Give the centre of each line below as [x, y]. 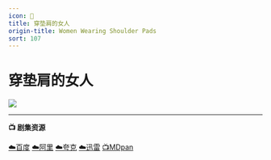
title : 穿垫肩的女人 [39, 23]
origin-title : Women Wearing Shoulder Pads [83, 31]
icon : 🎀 [21, 16]
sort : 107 [25, 38]
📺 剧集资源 [27, 128]
